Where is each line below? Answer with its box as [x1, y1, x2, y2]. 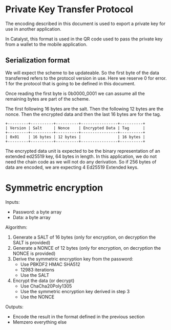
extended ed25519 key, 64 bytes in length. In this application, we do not [5, 153, 157, 159]
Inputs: [5, 199, 20, 205]
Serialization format [5, 56, 70, 65]
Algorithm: [5, 224, 27, 230]
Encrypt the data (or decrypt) [12, 277, 75, 284]
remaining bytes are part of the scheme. [5, 96, 90, 102]
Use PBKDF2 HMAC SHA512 [20, 261, 80, 267]
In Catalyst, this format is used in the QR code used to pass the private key [5, 36, 163, 42]
